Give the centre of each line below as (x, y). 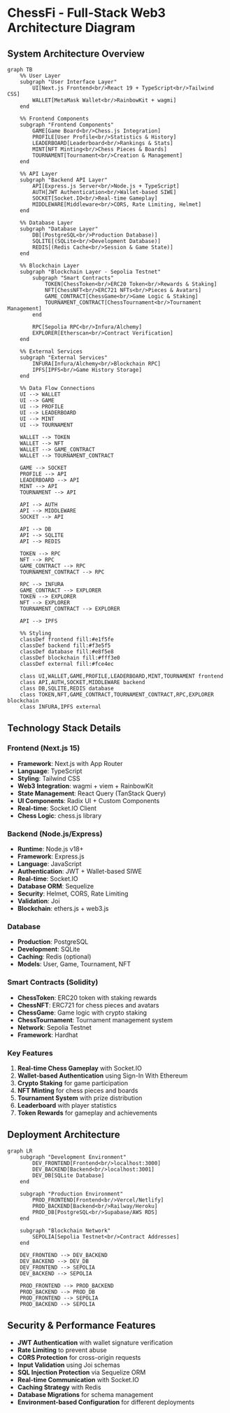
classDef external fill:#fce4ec (67, 664)
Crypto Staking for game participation (72, 1083)
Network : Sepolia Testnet (55, 1027)
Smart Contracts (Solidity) (53, 982)
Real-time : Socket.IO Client (57, 808)
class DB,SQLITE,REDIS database (67, 688)
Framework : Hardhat (48, 1035)
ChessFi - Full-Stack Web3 (87, 13)
